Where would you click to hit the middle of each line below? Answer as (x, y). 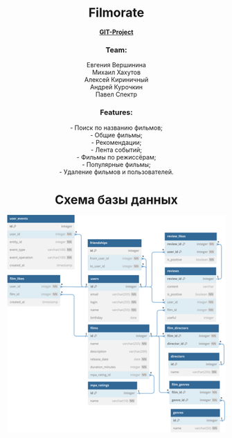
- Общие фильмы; (116, 135)
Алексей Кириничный (116, 80)
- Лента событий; (116, 150)
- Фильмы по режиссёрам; (116, 157)
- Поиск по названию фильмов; (116, 128)
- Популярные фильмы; (116, 164)
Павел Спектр (116, 94)
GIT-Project (116, 32)
